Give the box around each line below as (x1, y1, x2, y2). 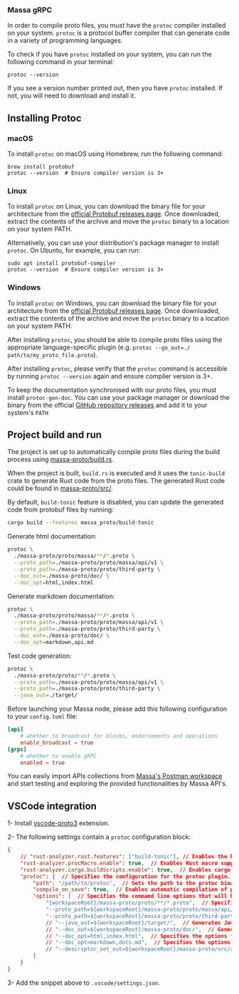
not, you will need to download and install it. (7, 91, 137, 100)
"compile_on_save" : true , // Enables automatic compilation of (33, 886, 228, 894)
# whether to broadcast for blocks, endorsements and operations (20, 733, 218, 740)
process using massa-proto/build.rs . (7, 455, 114, 464)
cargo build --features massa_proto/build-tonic (7, 519, 154, 527)
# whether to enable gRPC (20, 752, 97, 759)
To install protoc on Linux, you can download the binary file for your (7, 202, 206, 211)
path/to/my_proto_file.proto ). (7, 350, 98, 359)
